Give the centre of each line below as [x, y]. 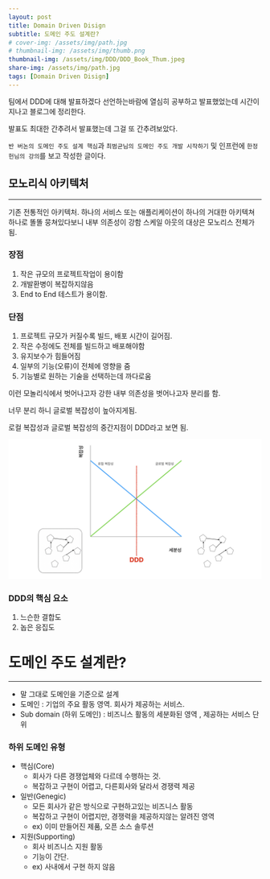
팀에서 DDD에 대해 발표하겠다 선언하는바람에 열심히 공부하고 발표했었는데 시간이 [134, 101]
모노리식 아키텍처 [49, 184]
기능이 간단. [50, 856]
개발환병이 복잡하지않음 [57, 284]
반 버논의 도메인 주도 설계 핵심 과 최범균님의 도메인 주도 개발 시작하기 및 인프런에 [127, 146]
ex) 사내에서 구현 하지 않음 [74, 867]
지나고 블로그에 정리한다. [47, 111]
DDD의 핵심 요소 [38, 598]
